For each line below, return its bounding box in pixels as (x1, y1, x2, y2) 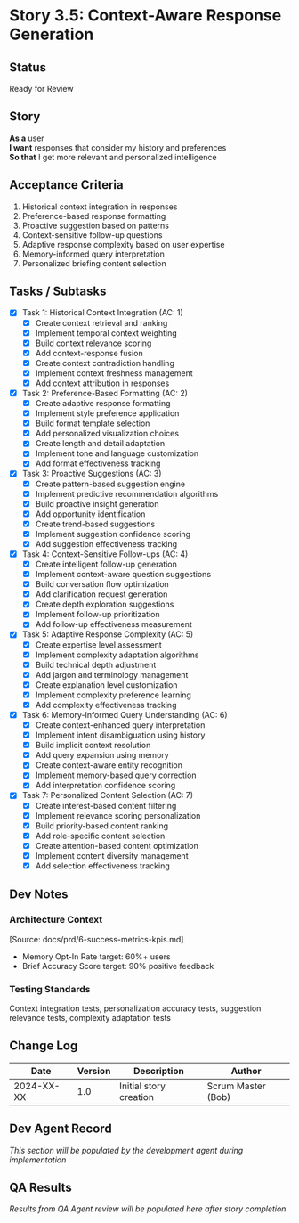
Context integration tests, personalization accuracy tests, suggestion (9, 1003, 262, 1014)
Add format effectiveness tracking (35, 458, 161, 469)
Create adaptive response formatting (35, 398, 171, 408)
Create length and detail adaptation (35, 438, 166, 449)
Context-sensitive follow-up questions (21, 229, 163, 241)
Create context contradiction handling (35, 357, 175, 368)
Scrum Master (206, 1080, 266, 1092)
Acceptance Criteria (9, 177, 124, 192)
